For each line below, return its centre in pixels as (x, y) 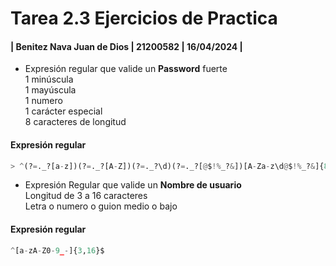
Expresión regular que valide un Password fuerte (126, 69)
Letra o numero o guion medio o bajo (101, 206)
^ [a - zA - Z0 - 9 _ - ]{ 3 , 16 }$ (57, 250)
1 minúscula (49, 79)
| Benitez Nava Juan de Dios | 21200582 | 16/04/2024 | (126, 46)
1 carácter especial (63, 111)
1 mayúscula (50, 90)
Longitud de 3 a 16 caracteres (86, 196)
